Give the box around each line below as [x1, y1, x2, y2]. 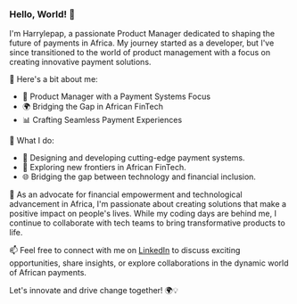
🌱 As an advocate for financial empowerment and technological [9, 189, 243, 200]
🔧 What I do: [9, 136, 55, 146]
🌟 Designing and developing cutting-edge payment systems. [21, 152, 245, 163]
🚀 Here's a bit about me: [9, 74, 98, 85]
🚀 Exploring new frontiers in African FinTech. [21, 162, 186, 173]
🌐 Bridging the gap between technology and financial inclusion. [21, 171, 257, 182]
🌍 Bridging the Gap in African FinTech [21, 102, 163, 112]
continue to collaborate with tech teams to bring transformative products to [9, 218, 285, 228]
